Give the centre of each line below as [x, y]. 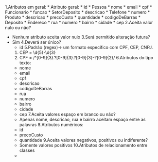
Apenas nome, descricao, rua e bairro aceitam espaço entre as [82, 119]
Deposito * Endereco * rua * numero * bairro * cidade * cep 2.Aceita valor [79, 22]
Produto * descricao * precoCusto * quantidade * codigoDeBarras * [73, 17]
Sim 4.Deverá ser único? [37, 42]
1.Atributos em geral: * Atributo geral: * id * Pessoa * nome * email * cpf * [79, 7]
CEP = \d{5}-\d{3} [37, 52]
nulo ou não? [18, 28]
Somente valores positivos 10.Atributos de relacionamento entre [83, 145]
